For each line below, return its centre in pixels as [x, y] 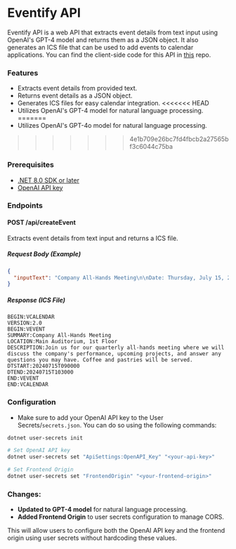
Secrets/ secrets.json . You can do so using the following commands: [117, 425]
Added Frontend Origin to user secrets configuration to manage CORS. [121, 517]
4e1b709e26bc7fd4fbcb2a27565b [179, 139]
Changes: [24, 494]
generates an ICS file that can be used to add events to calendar [100, 47]
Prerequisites [31, 165]
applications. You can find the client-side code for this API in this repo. [109, 55]
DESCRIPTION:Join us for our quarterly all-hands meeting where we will [116, 348]
